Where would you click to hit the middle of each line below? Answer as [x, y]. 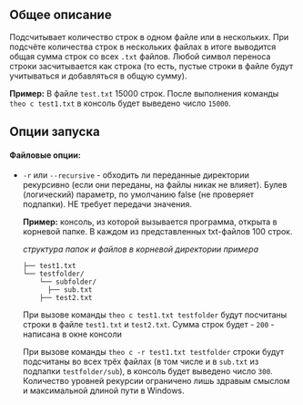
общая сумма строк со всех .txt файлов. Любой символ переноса [140, 56]
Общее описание [61, 15]
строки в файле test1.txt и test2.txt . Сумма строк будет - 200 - [148, 325]
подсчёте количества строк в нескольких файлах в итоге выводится [143, 47]
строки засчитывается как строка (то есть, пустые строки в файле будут [151, 66]
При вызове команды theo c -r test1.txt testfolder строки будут [153, 352]
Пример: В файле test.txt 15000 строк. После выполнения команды [144, 93]
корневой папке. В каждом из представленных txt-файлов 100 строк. [157, 232]
